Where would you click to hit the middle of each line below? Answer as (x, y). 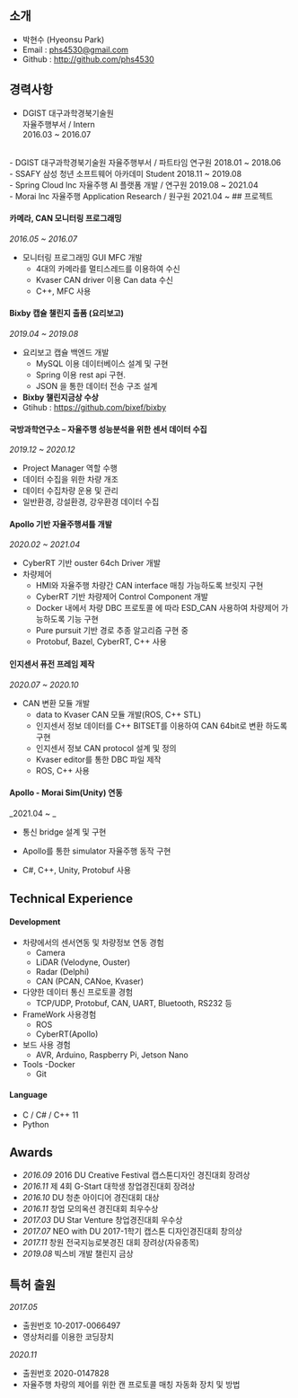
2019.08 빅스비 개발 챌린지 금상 (78, 1254)
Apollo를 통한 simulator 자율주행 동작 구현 (96, 851)
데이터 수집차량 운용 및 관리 (70, 491)
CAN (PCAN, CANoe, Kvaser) (89, 981)
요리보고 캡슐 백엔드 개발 (66, 352)
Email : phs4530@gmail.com (75, 49)
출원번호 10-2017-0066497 (71, 1326)
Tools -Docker (48, 1065)
